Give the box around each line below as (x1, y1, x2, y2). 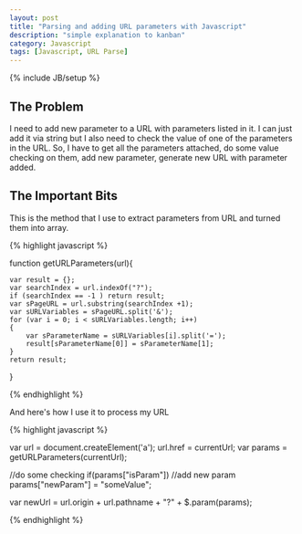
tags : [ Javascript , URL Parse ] (9, 47, 129, 57)
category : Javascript (9, 38, 92, 48)
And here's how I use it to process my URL (9, 406, 170, 417)
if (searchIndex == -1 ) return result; (9, 291, 166, 300)
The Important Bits (9, 188, 119, 204)
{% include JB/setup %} (9, 72, 100, 83)
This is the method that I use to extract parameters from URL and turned (9, 212, 281, 224)
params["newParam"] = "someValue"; (9, 478, 152, 489)
